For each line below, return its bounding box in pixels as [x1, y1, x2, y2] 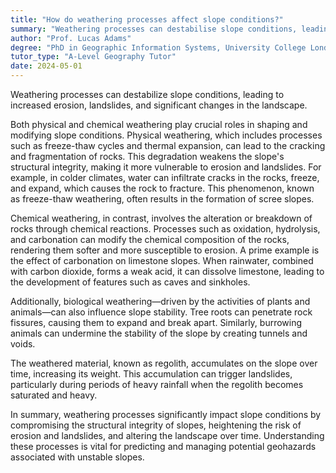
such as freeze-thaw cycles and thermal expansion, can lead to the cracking [10, 140, 326, 151]
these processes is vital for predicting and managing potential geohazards [10, 441, 317, 452]
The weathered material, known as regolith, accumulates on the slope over [10, 357, 318, 369]
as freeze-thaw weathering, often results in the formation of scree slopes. [10, 193, 315, 205]
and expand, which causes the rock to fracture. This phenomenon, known [10, 182, 315, 194]
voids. [10, 338, 36, 350]
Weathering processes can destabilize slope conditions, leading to [10, 89, 285, 100]
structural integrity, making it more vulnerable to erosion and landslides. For [10, 161, 322, 173]
